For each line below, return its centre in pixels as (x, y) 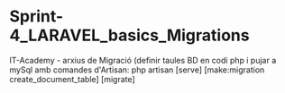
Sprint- (37, 17)
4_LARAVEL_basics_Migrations (129, 35)
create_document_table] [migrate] (72, 79)
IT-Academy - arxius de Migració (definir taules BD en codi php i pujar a (143, 60)
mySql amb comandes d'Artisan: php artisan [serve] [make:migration (137, 70)
